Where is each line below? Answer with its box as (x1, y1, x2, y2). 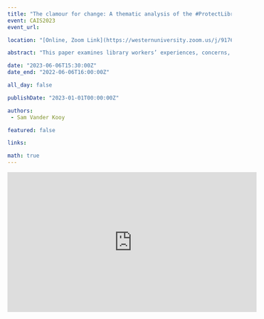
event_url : (7, 23, 40, 31)
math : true (7, 152, 40, 160)
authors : (7, 107, 33, 114)
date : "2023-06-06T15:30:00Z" (7, 62, 97, 70)
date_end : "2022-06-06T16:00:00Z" (7, 69, 110, 76)
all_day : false (7, 82, 53, 89)
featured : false (7, 126, 56, 134)
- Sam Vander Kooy (10, 114, 65, 121)
